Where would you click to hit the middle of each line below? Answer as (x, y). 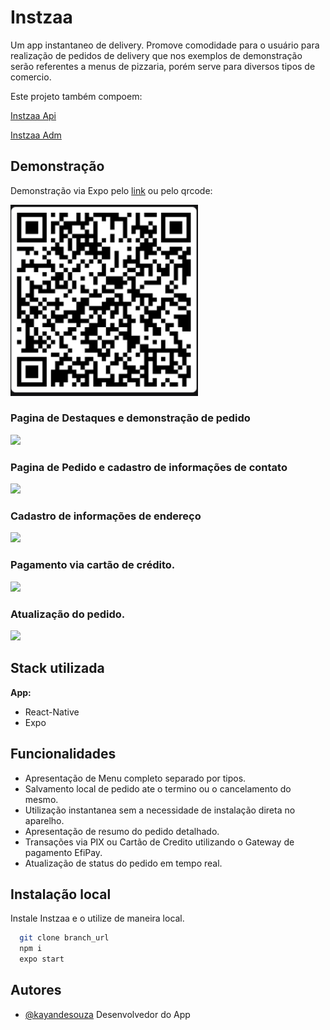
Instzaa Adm (36, 135)
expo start (42, 959)
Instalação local (61, 894)
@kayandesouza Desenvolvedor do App (107, 1014)
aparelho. (44, 820)
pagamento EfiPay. (63, 852)
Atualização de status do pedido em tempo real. (123, 863)
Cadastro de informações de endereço (106, 516)
